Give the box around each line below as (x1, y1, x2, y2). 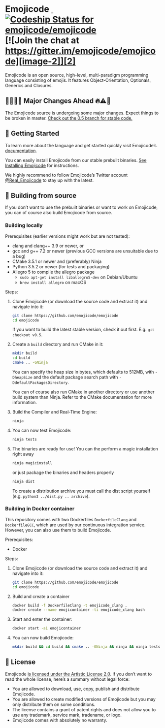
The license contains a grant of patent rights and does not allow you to (12, 706, 156, 712)
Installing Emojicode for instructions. (5, 162, 79, 168)
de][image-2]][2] (5, 56, 76, 67)
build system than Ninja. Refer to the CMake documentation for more (12, 394, 152, 400)
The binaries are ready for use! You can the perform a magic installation (12, 445, 159, 451)
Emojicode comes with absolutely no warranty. (12, 717, 107, 723)
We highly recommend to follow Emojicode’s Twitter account (5, 172, 128, 178)
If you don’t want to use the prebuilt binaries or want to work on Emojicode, (5, 204, 158, 210)
